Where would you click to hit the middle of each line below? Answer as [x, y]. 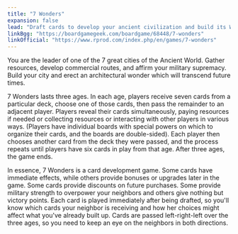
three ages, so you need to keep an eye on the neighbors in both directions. [118, 223]
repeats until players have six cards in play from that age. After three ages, [116, 149]
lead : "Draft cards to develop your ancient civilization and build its [117, 27]
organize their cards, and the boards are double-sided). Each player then [114, 134]
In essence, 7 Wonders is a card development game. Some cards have [110, 170]
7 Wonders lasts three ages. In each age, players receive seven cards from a [119, 97]
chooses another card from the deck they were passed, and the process [113, 141]
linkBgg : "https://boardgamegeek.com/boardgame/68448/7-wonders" [106, 34]
